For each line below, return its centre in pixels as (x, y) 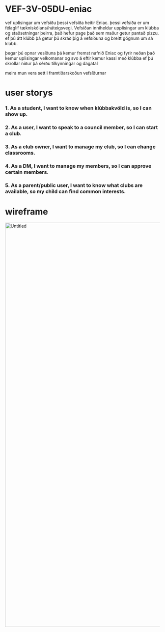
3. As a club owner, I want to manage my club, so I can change (80, 147)
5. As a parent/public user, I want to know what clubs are (74, 185)
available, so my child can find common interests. (66, 191)
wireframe (27, 211)
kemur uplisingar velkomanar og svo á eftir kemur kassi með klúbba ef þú (79, 58)
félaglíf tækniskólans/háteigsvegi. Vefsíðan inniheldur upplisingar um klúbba (82, 27)
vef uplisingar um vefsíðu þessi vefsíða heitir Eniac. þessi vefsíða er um (77, 23)
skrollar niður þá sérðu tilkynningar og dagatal (52, 63)
